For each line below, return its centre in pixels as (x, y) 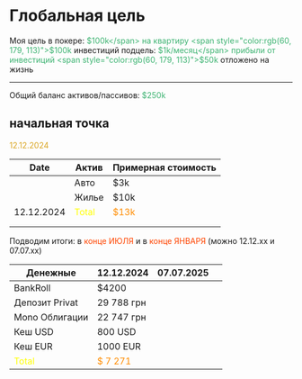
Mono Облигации (51, 317)
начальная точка (59, 124)
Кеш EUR (33, 346)
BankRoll (32, 287)
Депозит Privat (46, 302)
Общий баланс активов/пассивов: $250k (88, 95)
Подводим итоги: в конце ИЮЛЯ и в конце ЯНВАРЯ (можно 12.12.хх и (142, 240)
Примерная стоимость (164, 167)
